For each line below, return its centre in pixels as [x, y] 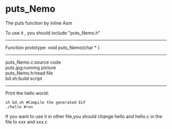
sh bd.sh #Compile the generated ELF [46, 102]
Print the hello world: [27, 93]
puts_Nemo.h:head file [29, 73]
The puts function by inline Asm [39, 23]
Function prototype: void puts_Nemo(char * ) [52, 47]
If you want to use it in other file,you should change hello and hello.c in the [84, 116]
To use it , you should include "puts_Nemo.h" [53, 33]
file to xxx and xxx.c [26, 122]
